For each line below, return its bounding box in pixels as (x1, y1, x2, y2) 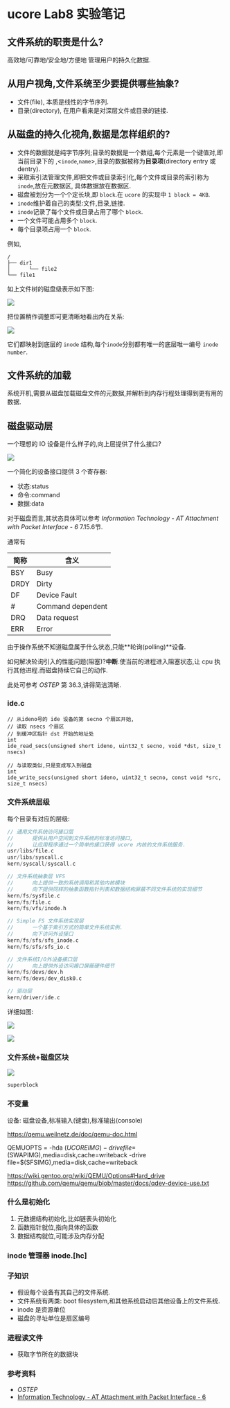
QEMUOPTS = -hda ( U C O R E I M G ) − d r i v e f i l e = (7, 1143, 136, 1152)
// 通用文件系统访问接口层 (7, 828, 74, 835)
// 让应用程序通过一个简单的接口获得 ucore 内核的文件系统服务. (7, 841, 186, 848)
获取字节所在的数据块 (17, 1350, 78, 1358)
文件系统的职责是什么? (7, 36, 104, 48)
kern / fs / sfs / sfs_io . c (7, 943, 70, 950)
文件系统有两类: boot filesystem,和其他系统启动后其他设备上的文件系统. (17, 1296, 220, 1305)
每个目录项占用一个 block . (17, 224, 91, 233)
